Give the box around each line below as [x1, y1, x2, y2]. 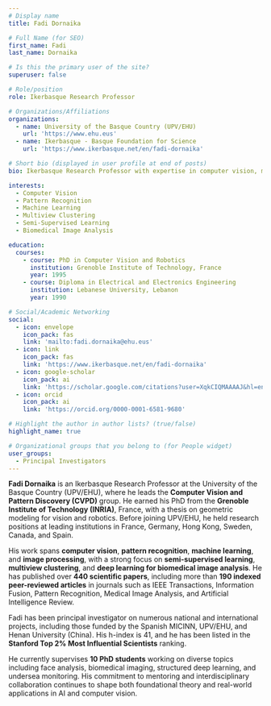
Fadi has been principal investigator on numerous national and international [8, 613, 259, 623]
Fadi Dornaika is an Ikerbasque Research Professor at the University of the [8, 479, 258, 488]
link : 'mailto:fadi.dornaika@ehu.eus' [23, 338, 153, 347]
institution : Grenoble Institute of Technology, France [29, 264, 222, 272]
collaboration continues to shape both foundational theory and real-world [8, 680, 252, 690]
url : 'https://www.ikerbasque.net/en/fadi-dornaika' [23, 145, 204, 153]
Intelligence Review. [8, 597, 75, 607]
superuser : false [8, 71, 67, 79]
